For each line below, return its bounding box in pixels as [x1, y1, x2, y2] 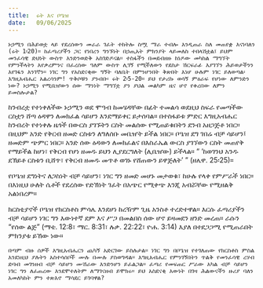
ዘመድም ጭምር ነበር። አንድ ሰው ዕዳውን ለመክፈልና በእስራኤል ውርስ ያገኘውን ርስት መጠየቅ [8, 137, 245, 147]
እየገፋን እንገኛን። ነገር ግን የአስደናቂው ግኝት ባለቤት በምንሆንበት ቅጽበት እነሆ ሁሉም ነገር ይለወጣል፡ [8, 67, 246, 75]
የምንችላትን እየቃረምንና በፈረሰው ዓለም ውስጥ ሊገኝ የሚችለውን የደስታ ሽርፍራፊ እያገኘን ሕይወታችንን [8, 60, 254, 69]
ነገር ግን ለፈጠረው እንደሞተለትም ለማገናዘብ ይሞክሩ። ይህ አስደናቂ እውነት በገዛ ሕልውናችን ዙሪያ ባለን [8, 267, 254, 275]
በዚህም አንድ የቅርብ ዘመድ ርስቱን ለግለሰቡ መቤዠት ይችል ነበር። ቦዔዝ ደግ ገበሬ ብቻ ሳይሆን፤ [8, 129, 247, 138]
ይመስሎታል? [8, 88, 38, 97]
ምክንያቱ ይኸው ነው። [8, 231, 64, 240]
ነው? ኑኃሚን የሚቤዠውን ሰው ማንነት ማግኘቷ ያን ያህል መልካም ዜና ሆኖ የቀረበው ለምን [8, 82, 225, 89]
